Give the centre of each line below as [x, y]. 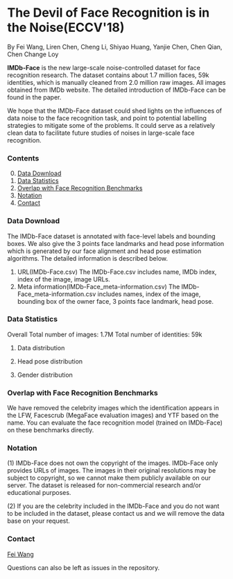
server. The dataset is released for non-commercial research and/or [104, 485]
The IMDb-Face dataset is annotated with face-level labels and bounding [112, 236]
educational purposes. [39, 493]
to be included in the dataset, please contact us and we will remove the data [116, 514]
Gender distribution [45, 375]
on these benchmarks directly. [51, 430]
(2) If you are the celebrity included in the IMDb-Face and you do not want [113, 506]
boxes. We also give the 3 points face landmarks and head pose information [116, 243]
